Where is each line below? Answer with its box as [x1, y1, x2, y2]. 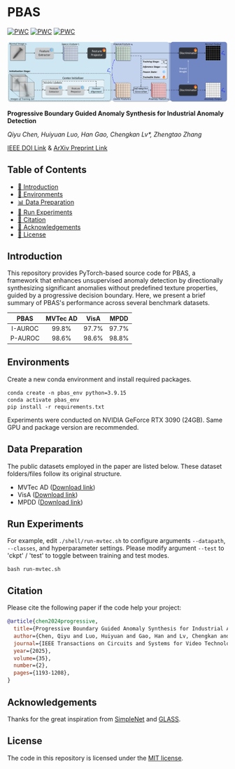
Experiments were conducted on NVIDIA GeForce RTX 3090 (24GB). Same [7, 416, 222, 424]
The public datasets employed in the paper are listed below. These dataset [7, 462, 222, 470]
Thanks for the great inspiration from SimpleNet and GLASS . [7, 714, 181, 723]
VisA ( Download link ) [17, 491, 78, 499]
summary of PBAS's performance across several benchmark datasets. [7, 299, 210, 307]
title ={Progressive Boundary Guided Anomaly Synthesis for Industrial [13, 626, 224, 633]
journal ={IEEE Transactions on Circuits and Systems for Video [13, 640, 201, 647]
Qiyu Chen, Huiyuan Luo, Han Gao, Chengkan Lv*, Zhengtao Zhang [7, 130, 202, 139]
